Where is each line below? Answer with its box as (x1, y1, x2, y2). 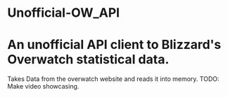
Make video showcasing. (7, 82, 80, 91)
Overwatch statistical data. (7, 52, 170, 68)
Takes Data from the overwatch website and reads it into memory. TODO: (7, 75, 220, 83)
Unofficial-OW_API (7, 5, 120, 21)
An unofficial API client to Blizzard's (7, 37, 222, 53)
